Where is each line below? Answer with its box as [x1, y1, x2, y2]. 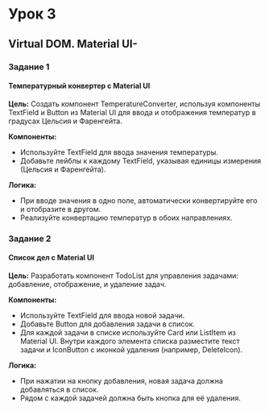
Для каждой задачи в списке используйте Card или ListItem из [19, 327, 236, 337]
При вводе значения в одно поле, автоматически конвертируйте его [19, 195, 258, 205]
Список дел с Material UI [8, 253, 95, 263]
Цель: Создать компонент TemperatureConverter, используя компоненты [8, 98, 260, 109]
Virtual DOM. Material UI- [8, 37, 139, 51]
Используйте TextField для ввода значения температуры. [19, 147, 219, 157]
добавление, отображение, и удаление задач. [8, 279, 167, 289]
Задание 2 [8, 233, 52, 244]
